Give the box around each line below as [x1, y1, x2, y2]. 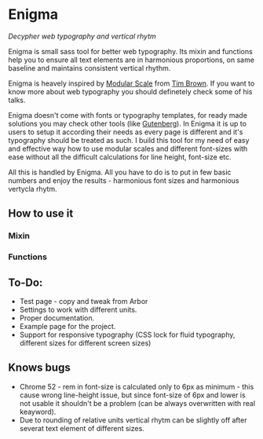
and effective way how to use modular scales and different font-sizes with [8, 144, 248, 153]
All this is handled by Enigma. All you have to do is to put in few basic [8, 167, 232, 177]
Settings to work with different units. [19, 305, 137, 314]
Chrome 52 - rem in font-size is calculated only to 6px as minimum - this [19, 382, 254, 391]
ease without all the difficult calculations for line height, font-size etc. [8, 152, 232, 162]
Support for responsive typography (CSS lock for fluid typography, [19, 330, 236, 339]
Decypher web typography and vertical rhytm [8, 31, 157, 41]
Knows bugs [8, 361, 71, 375]
